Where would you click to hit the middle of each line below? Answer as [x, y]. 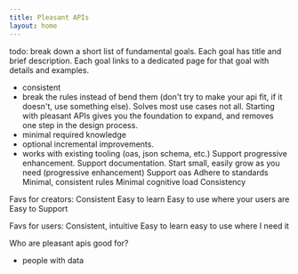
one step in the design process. [80, 125]
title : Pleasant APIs [49, 17]
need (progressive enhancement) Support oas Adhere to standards [145, 172]
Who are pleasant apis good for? [69, 243]
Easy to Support [39, 208]
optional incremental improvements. [88, 144]
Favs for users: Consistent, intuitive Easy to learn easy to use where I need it [149, 226]
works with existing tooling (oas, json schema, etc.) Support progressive [154, 153]
